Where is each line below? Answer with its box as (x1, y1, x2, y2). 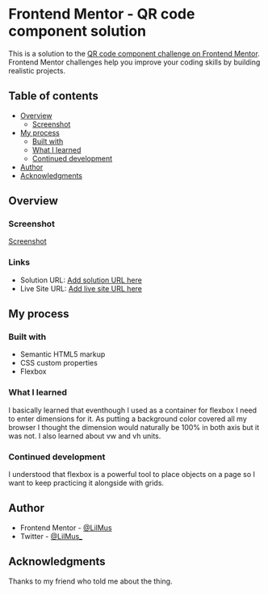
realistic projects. (8, 65, 66, 75)
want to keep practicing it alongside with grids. (8, 478, 164, 488)
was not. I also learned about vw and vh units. (8, 431, 161, 441)
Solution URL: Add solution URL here (19, 275, 143, 285)
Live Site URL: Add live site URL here (19, 283, 143, 293)
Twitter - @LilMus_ (19, 531, 83, 541)
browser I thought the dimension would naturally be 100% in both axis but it (8, 422, 260, 432)
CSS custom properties (19, 358, 98, 368)
